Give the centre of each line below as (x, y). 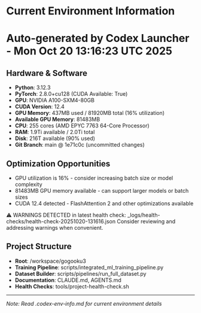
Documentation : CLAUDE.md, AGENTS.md (68, 280)
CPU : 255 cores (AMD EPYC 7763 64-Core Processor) (82, 126)
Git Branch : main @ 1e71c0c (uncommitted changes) (80, 145)
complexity (29, 184)
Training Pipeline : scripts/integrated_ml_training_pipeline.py (89, 267)
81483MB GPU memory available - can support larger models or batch (102, 191)
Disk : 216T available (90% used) (55, 138)
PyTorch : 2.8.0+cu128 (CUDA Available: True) (71, 94)
